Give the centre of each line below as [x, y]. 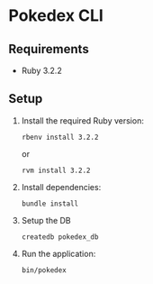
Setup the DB [46, 220]
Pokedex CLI [56, 16]
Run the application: [58, 253]
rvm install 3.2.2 [56, 170]
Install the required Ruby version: [83, 120]
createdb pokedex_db [60, 237]
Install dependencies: [61, 187]
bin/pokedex [44, 270]
